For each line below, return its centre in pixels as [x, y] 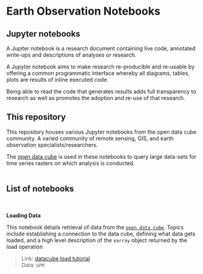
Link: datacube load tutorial [55, 258]
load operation [25, 247]
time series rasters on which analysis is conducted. [71, 163]
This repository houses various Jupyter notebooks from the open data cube [101, 132]
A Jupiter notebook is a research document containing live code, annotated [101, 48]
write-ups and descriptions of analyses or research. [71, 55]
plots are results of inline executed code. [57, 80]
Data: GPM [33, 265]
